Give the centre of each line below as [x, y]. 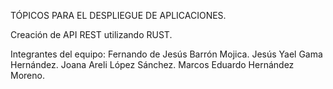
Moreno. [27, 75]
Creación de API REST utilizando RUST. [91, 34]
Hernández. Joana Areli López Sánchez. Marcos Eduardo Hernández [152, 64]
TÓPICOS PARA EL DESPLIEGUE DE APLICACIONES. [118, 15]
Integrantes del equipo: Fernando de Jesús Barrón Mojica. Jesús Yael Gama [166, 54]
